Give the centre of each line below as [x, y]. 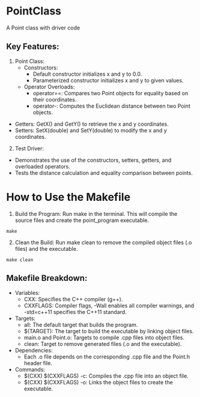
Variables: [27, 292]
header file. [38, 363]
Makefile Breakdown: [47, 278]
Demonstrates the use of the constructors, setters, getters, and [93, 160]
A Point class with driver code [43, 28]
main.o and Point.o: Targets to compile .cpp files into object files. [104, 337]
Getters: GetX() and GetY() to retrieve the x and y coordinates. [92, 124]
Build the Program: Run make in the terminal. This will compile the [96, 214]
